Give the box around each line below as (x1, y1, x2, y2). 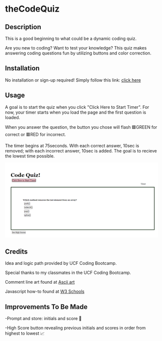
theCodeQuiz (5, 3, 60, 15)
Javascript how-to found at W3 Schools (5, 289, 85, 294)
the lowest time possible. (5, 153, 55, 159)
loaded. (5, 114, 20, 120)
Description (5, 23, 41, 31)
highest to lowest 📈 (5, 330, 45, 336)
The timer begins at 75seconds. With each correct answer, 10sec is (5, 142, 139, 149)
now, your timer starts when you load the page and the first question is (5, 109, 146, 115)
